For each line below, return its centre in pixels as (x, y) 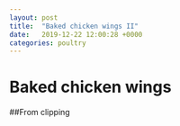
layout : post (34, 18)
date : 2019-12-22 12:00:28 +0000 (76, 34)
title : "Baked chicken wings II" (74, 26)
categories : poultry (48, 43)
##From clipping (40, 112)
